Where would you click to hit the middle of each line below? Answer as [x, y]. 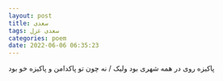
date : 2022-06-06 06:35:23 [54, 46]
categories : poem [38, 38]
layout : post [30, 16]
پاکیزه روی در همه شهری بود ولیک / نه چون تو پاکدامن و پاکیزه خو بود [111, 68]
